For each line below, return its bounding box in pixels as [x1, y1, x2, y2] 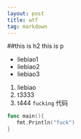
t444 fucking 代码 [16, 99, 69, 107]
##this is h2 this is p [7, 42, 64, 50]
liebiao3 [16, 70, 40, 78]
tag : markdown [7, 23, 48, 30]
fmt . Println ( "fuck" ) [16, 119, 76, 127]
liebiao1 [16, 55, 39, 64]
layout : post [7, 10, 45, 17]
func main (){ [7, 113, 45, 120]
